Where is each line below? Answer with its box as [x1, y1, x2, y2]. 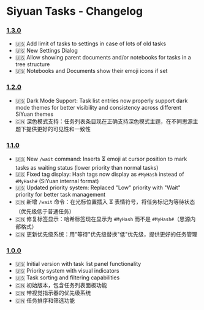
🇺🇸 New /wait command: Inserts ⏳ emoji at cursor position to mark [15, 155, 187, 163]
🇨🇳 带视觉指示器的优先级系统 [15, 289, 91, 297]
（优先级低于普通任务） [15, 208, 75, 215]
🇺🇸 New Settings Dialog [15, 47, 78, 55]
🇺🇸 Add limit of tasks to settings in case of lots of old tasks [15, 40, 167, 47]
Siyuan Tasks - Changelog [6, 4, 143, 18]
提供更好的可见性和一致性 [26, 125, 91, 132]
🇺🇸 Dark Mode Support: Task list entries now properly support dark [15, 97, 188, 104]
